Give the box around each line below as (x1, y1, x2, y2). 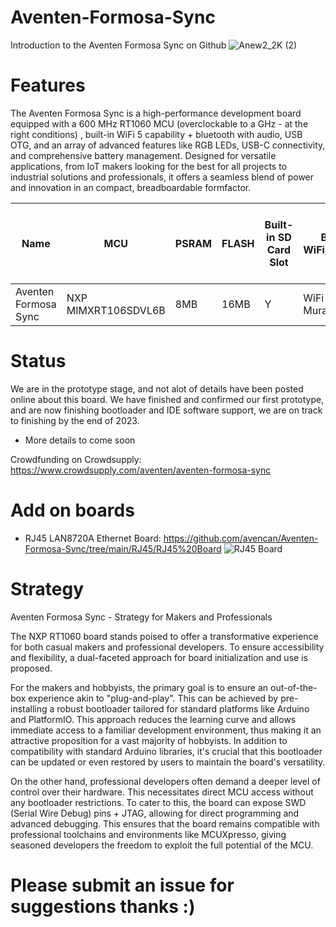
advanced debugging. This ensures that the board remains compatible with (10, 817, 320, 830)
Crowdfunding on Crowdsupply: (10, 453, 142, 465)
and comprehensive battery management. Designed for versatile (10, 149, 277, 161)
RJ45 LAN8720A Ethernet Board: (24, 532, 162, 544)
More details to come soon (24, 434, 136, 446)
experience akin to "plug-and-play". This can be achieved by (28, 692, 279, 704)
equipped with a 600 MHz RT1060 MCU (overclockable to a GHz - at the (10, 117, 309, 130)
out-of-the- (270, 681, 318, 693)
